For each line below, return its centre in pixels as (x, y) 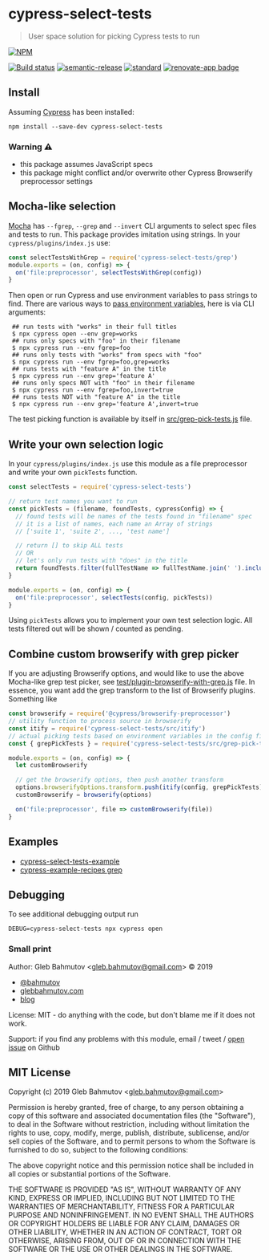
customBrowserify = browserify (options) (84, 795)
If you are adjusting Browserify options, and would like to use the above (126, 673)
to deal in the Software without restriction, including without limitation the (129, 1124)
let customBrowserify (52, 766)
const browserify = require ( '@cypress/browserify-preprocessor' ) (119, 714)
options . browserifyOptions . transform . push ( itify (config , (112, 787)
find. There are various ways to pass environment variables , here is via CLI (131, 304)
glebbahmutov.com (52, 990)
